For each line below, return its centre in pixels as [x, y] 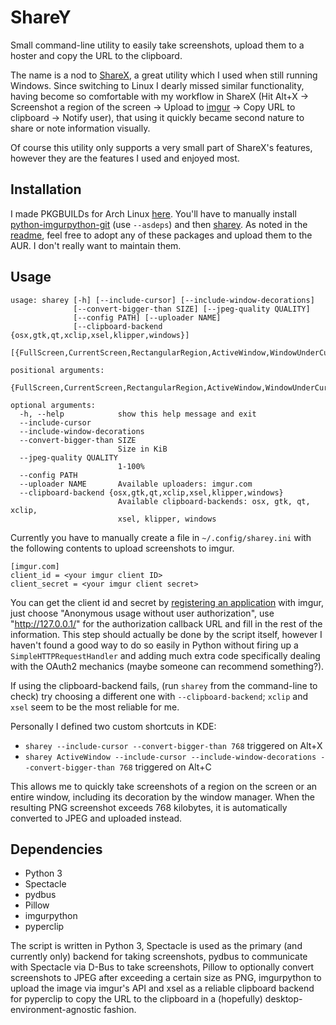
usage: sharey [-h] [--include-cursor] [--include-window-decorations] [162, 300]
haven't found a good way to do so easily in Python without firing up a [154, 645]
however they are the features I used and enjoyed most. [125, 158]
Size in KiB [142, 449]
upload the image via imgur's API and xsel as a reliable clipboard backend [162, 988]
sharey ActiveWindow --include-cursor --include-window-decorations [170, 757]
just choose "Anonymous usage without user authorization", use [142, 613]
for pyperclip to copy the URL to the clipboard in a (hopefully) [136, 999]
